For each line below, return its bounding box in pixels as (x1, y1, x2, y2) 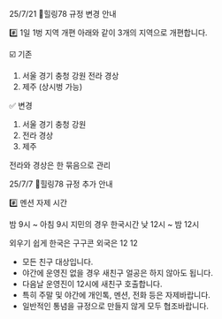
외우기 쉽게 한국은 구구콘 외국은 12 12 (9, 238, 139, 248)
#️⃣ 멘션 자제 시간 (9, 198, 68, 208)
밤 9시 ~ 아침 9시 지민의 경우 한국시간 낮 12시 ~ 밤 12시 (9, 219, 200, 229)
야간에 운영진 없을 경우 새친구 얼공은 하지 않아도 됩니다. (21, 268, 214, 277)
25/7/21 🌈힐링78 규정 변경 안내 (9, 9, 117, 19)
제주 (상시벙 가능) (21, 81, 83, 92)
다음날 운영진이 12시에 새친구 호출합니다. (21, 278, 163, 289)
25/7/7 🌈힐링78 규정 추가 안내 (9, 178, 113, 189)
